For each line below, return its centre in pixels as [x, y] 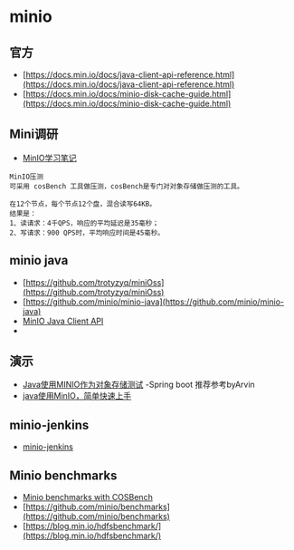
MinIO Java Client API [63, 321]
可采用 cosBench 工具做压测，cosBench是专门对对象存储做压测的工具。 [127, 186]
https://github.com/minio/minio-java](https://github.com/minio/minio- [155, 302]
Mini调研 [34, 135]
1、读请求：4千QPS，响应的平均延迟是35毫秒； [85, 223]
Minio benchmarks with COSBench [88, 497]
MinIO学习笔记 [49, 158]
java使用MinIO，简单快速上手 [77, 396]
